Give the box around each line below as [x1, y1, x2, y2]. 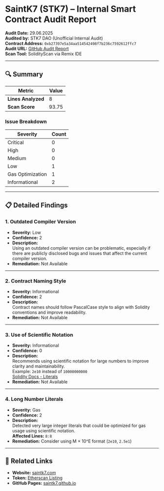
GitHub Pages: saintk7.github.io [12, 480, 77, 486]
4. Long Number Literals [5, 396, 63, 402]
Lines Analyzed [7, 95, 44, 102]
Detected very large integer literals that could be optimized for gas [12, 422, 146, 428]
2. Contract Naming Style [5, 278, 66, 284]
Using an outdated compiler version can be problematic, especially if [12, 245, 151, 251]
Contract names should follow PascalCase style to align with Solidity [12, 304, 150, 310]
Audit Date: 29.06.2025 [5, 30, 53, 36]
